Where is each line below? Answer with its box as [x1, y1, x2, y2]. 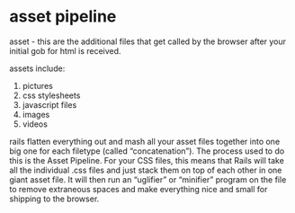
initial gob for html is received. [9, 45, 121, 56]
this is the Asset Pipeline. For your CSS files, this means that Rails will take [9, 155, 285, 165]
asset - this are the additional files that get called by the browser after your [9, 36, 286, 47]
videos [22, 119, 48, 129]
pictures [22, 80, 54, 91]
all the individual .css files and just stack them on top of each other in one [9, 164, 282, 175]
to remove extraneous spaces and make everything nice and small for [9, 183, 268, 194]
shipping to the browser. [9, 193, 100, 204]
